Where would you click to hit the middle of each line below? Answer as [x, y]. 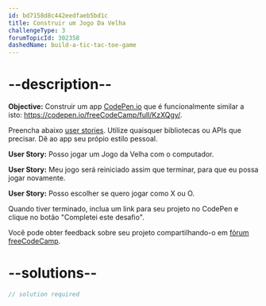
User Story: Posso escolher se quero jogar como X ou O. [102, 194]
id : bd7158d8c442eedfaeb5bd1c [58, 15]
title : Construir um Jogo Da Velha [67, 23]
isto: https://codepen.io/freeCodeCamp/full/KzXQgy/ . [95, 115]
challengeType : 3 [37, 30]
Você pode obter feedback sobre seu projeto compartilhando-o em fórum [129, 233]
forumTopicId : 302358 [44, 38]
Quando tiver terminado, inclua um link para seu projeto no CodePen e [123, 209]
